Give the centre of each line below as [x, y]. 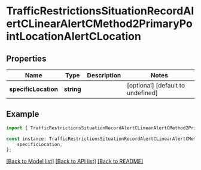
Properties [26, 58]
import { [17, 128]
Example [23, 114]
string [73, 89]
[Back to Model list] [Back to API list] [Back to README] [75, 161]
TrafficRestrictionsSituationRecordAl [100, 11]
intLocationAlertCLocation [74, 37]
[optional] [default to [156, 85]
